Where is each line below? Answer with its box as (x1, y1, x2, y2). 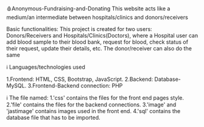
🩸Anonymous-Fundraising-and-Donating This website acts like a (6, 5, 171, 12)
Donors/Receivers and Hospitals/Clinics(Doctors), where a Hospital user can (6, 32, 199, 39)
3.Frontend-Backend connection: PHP (27, 82, 123, 89)
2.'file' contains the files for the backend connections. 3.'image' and (6, 101, 177, 108)
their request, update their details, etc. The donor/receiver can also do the (6, 45, 192, 52)
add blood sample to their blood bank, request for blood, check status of (6, 38, 189, 46)
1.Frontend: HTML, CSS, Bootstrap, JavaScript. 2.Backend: (6, 75, 153, 83)
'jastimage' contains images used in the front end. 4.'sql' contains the (6, 108, 181, 114)
